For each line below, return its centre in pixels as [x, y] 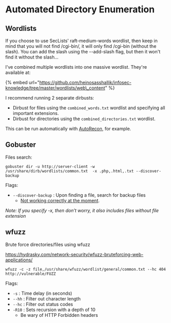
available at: [18, 72]
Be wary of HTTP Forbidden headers [59, 315]
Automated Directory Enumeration [80, 9]
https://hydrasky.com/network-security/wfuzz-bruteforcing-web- [74, 254]
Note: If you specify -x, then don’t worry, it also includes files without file [82, 210]
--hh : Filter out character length [47, 298]
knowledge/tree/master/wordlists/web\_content [55, 88]
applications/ [19, 260]
